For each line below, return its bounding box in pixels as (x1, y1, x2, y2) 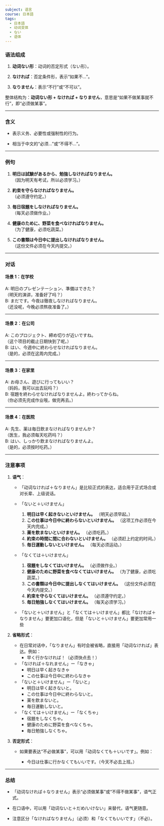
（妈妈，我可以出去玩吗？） (5, 385, 61, 391)
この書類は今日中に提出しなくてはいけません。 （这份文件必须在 (26, 581, 156, 586)
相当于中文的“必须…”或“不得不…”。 (12, 141, 83, 147)
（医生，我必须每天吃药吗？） (5, 432, 65, 438)
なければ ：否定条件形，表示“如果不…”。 (12, 74, 93, 80)
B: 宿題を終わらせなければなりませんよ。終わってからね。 (5, 391, 121, 397)
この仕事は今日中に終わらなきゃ (26, 673, 91, 679)
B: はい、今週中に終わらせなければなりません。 (5, 344, 100, 350)
